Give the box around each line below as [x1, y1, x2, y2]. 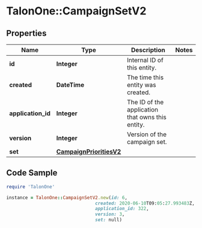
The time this [127, 73, 164, 82]
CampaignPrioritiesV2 [56, 148, 121, 155]
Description [131, 46, 165, 54]
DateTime [56, 81, 85, 89]
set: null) [95, 217, 122, 223]
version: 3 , [95, 211, 125, 217]
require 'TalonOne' [6, 184, 55, 190]
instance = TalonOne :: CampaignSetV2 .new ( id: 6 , [6, 194, 128, 200]
